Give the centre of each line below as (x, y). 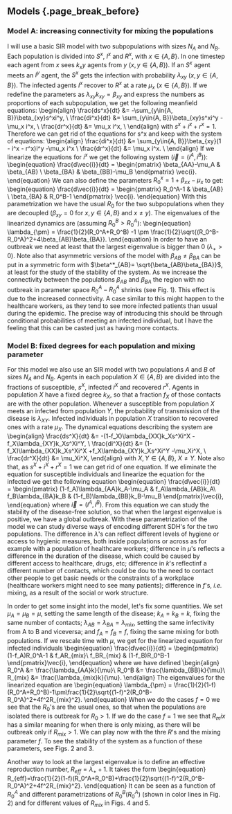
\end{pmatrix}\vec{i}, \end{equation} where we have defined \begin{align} (114, 662)
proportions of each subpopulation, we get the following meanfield (102, 103)
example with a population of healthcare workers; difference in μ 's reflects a (116, 549)
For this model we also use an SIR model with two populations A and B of (111, 370)
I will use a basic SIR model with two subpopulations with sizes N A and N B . (114, 47)
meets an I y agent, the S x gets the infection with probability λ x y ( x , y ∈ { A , (113, 75)
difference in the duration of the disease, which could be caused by (104, 556)
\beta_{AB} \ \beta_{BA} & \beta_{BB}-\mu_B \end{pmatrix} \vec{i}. (102, 172)
